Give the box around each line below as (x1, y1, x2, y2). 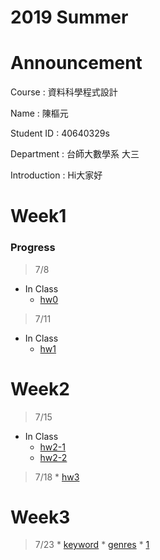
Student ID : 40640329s (10, 127, 110, 140)
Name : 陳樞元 (10, 107, 69, 120)
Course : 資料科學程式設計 (10, 86, 118, 98)
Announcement (10, 52, 143, 75)
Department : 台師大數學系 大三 (10, 148, 140, 160)
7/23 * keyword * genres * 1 (34, 539, 150, 551)
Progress (10, 241, 56, 255)
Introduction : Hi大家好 (10, 169, 103, 181)
